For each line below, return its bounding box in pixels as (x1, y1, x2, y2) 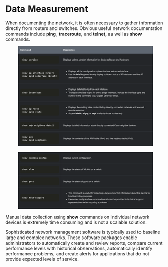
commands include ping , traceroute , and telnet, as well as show (5, 31, 142, 37)
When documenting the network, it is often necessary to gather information (5, 20, 163, 26)
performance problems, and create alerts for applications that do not (5, 250, 149, 257)
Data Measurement (5, 3, 88, 15)
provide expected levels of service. (5, 256, 79, 262)
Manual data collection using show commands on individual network (5, 214, 150, 220)
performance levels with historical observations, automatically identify (5, 245, 153, 251)
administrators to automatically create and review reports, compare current (5, 240, 163, 246)
